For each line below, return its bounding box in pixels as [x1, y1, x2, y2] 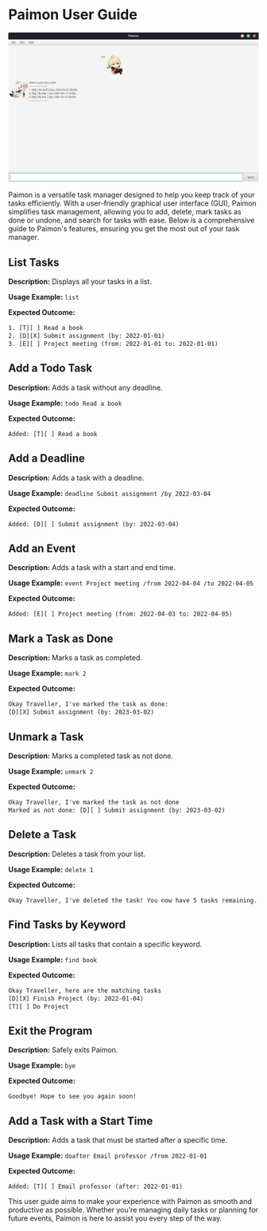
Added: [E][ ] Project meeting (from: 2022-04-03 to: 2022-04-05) [8, 610, 233, 619]
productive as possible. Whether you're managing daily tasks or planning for [8, 1205, 258, 1215]
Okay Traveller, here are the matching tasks [8, 986, 161, 994]
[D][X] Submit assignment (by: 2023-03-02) [8, 708, 155, 717]
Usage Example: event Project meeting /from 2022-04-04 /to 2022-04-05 [8, 578, 254, 588]
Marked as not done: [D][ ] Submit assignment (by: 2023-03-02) [8, 807, 226, 815]
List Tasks [8, 255, 60, 269]
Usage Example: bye [8, 1060, 76, 1070]
